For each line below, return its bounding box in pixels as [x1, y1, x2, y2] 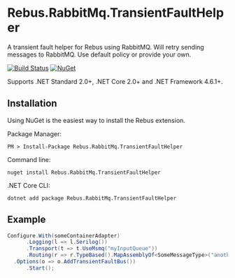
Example [7, 214, 46, 226]
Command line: [7, 155, 51, 163]
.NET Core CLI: [7, 181, 50, 189]
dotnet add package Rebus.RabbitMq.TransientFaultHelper [7, 194, 177, 202]
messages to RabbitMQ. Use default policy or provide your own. [7, 50, 192, 59]
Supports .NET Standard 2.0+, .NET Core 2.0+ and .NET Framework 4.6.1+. [7, 77, 223, 85]
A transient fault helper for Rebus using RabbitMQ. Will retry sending [7, 43, 204, 51]
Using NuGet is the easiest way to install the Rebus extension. [7, 116, 185, 124]
